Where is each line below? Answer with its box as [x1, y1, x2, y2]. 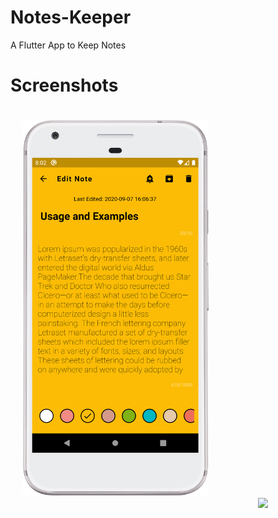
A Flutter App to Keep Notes [10, 39, 127, 51]
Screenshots [10, 74, 119, 97]
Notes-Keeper [10, 6, 132, 29]
